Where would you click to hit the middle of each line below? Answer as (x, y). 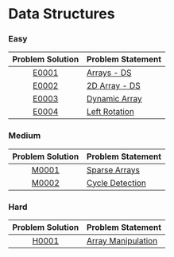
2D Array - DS (113, 86)
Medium (25, 136)
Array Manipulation (122, 241)
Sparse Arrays (113, 170)
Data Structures (62, 14)
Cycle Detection (116, 183)
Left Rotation (110, 112)
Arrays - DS (109, 73)
